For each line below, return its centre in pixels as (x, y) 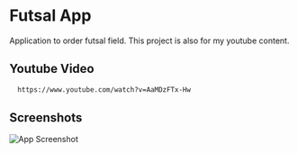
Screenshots (46, 118)
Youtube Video (52, 69)
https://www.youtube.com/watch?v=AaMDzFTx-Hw (104, 90)
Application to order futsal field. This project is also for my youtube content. (149, 40)
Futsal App (50, 16)
